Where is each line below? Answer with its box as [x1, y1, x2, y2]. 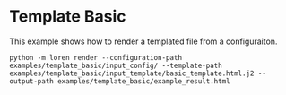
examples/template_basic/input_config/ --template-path [9, 61, 222, 70]
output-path [9, 76, 54, 86]
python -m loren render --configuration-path [9, 53, 182, 62]
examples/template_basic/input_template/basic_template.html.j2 [9, 69, 255, 78]
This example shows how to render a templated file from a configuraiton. [9, 36, 278, 47]
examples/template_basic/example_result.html [56, 76, 230, 86]
